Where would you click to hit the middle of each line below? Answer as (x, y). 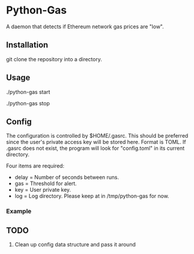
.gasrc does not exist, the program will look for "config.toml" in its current (95, 148)
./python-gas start (28, 92)
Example (19, 211)
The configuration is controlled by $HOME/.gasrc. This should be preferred (97, 136)
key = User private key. (43, 190)
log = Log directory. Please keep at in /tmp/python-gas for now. (92, 196)
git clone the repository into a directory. (54, 59)
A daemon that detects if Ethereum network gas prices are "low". (85, 26)
